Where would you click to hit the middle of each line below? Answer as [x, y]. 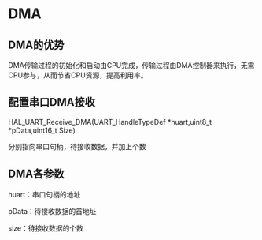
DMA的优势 [36, 45]
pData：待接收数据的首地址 [52, 211]
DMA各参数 [36, 174]
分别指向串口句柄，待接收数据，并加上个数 [77, 146]
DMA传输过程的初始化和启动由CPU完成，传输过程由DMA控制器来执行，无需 [131, 65]
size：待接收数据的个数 [46, 228]
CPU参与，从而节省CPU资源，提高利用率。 [78, 75]
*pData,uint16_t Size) [42, 130]
